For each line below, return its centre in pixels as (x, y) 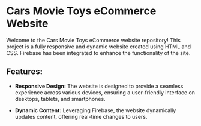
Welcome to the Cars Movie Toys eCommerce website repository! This (94, 40)
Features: (25, 72)
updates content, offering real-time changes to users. (81, 116)
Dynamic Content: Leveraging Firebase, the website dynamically (95, 110)
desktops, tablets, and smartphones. (60, 99)
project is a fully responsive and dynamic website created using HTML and (98, 47)
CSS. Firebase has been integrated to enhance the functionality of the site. (98, 53)
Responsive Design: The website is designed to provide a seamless (99, 86)
